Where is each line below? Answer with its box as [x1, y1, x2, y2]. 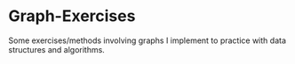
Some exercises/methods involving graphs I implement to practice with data [8, 35, 286, 46]
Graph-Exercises [8, 6, 136, 26]
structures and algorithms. [8, 44, 106, 54]
